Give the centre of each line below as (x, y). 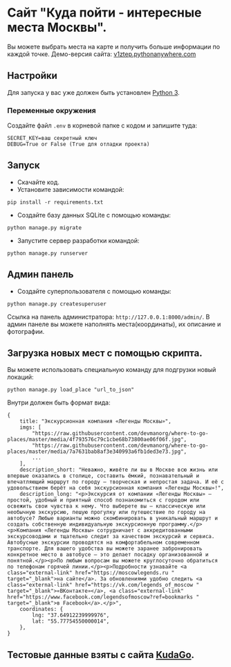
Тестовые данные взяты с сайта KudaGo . (101, 655)
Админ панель (40, 275)
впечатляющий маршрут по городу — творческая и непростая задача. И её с (116, 482)
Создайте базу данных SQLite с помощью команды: (94, 215)
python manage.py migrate (44, 228)
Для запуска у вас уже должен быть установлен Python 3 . (93, 92)
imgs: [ (30, 427)
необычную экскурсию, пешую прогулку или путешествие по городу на (107, 513)
